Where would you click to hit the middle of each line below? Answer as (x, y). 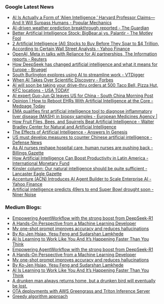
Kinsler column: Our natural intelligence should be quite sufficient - (80, 169)
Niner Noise (24, 195)
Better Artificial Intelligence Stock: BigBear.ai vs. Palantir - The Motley (82, 33)
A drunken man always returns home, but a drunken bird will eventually (84, 280)
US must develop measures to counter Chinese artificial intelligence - (82, 137)
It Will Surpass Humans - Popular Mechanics (67, 23)
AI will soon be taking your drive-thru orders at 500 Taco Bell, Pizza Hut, (85, 85)
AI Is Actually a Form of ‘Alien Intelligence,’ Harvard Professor (74, 18)
